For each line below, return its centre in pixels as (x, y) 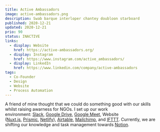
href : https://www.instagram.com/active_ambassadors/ (69, 59)
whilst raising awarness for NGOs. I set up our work (56, 109)
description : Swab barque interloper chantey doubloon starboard (72, 18)
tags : (10, 73)
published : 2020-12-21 (28, 23)
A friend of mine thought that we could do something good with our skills (78, 104)
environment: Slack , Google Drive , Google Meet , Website (62, 115)
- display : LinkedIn (30, 63)
